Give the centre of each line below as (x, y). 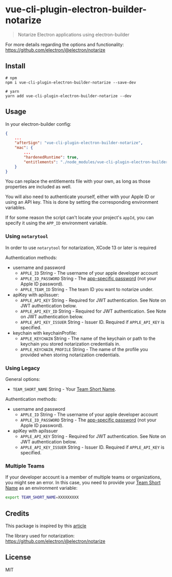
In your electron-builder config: (38, 124)
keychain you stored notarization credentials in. (70, 344)
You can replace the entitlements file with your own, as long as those (78, 181)
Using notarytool (27, 236)
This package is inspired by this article (46, 526)
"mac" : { (24, 148)
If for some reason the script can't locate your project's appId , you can (80, 218)
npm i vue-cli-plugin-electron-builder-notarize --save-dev (71, 82)
